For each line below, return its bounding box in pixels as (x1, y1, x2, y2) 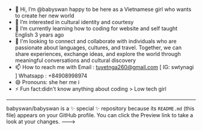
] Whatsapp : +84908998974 (14, 72, 88, 79)
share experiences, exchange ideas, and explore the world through (14, 50, 182, 57)
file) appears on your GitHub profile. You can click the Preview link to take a (6, 112, 194, 118)
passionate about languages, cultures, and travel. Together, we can (14, 44, 182, 51)
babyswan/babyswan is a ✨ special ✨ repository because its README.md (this (6, 105, 195, 112)
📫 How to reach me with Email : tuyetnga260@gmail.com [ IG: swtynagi (14, 64, 194, 70)
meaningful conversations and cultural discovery (14, 57, 136, 64)
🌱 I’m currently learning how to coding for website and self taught (14, 25, 178, 32)
